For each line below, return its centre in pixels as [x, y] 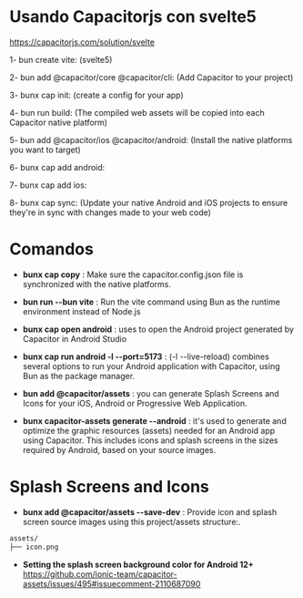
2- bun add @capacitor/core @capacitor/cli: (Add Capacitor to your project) [151, 77]
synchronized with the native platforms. [96, 284]
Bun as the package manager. [78, 376]
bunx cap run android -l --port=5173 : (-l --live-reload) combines [146, 356]
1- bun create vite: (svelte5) [61, 59]
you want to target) [45, 149]
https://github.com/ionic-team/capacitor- [100, 574]
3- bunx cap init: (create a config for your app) [96, 95]
